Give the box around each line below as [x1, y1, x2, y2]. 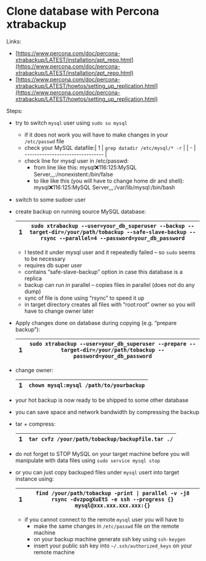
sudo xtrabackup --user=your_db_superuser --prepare [29, 340, 187, 347]
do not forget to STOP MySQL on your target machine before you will [15, 450, 190, 457]
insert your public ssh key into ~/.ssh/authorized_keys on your [33, 542, 193, 549]
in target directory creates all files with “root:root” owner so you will [24, 300, 196, 308]
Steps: [6, 107, 23, 114]
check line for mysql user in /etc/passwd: [24, 157, 129, 164]
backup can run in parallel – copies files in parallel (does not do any [24, 281, 195, 288]
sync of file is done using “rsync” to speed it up [24, 294, 145, 302]
